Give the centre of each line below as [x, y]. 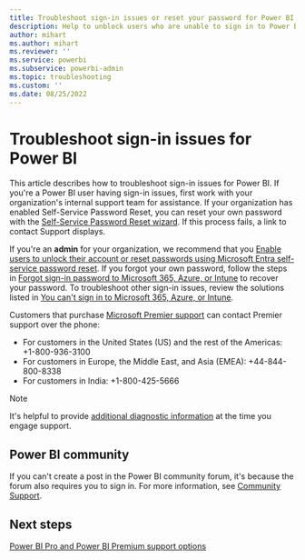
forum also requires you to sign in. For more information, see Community [145, 486]
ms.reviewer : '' [40, 52]
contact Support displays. [58, 232]
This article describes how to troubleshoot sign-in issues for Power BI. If [144, 184]
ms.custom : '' [36, 85]
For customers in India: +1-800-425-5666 [101, 381]
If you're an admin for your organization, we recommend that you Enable [145, 249]
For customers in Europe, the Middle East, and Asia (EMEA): [134, 362]
